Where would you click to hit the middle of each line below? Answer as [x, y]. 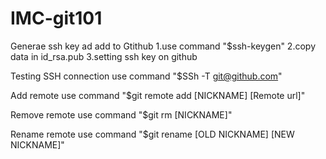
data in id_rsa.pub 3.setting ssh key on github [104, 56]
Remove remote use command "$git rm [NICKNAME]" [121, 114]
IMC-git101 [56, 18]
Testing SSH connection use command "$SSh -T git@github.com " [146, 76]
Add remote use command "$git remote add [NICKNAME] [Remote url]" [158, 95]
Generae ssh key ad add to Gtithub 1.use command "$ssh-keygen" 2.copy [163, 46]
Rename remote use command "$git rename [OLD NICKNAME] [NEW [152, 134]
